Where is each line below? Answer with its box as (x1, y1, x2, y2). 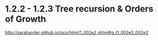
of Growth (5, 13, 47, 25)
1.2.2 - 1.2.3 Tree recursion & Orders (5, 3, 154, 14)
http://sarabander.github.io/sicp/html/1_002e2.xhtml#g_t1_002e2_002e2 (5, 29, 149, 35)
